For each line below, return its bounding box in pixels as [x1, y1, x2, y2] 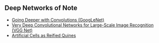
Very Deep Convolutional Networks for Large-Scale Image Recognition [11, 22, 154, 28]
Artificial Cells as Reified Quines [11, 32, 76, 38]
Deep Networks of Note [4, 4, 78, 12]
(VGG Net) [11, 27, 33, 33]
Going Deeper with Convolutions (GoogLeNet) [11, 17, 104, 22]
